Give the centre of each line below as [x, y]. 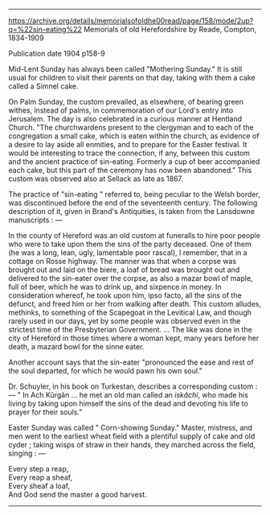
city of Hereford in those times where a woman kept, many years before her [134, 338]
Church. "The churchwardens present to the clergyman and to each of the [131, 127]
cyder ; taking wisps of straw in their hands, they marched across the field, [132, 445]
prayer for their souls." [45, 412]
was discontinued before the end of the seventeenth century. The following [133, 203]
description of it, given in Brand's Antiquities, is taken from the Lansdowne [132, 211]
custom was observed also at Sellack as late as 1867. [96, 179]
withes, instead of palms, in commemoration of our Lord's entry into [121, 110]
